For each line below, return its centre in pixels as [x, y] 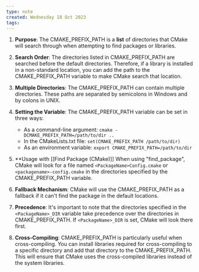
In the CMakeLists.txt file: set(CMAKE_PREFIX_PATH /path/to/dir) [102, 141]
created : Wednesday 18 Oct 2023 [46, 17]
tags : [13, 23]
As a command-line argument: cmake [68, 130]
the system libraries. [40, 263]
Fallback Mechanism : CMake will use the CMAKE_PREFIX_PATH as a [99, 189]
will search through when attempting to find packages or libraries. [95, 46]
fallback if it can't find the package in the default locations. [87, 196]
